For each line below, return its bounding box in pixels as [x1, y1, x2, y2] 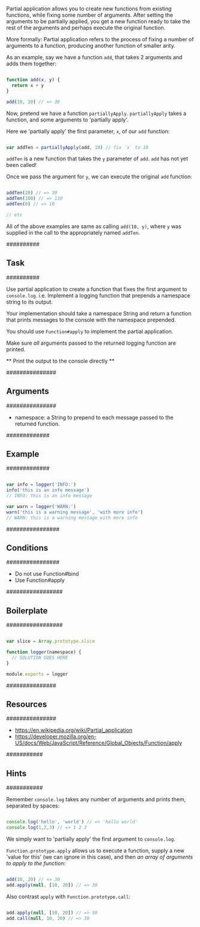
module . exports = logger [6, 671, 68, 677]
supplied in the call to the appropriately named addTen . [6, 229, 140, 236]
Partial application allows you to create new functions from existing [6, 5, 172, 12]
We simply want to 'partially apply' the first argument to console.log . [6, 835, 175, 843]
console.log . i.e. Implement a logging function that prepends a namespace [6, 291, 190, 299]
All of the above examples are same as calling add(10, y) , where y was [6, 223, 181, 230]
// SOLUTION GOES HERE [11, 655, 68, 661]
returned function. [14, 420, 60, 427]
